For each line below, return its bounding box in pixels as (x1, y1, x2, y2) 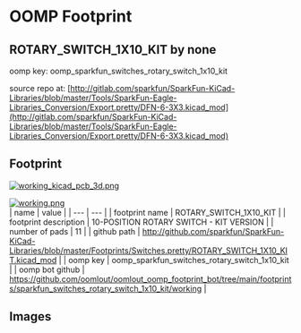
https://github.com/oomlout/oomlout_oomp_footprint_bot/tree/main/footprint (9, 273, 292, 284)
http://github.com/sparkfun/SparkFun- (142, 226, 285, 236)
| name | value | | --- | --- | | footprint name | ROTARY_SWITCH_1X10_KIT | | (9, 207, 287, 218)
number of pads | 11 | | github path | (9, 226, 141, 236)
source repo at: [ (9, 83, 71, 93)
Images (9, 309, 52, 324)
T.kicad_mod (9, 254, 57, 265)
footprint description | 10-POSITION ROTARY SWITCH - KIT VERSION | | (9, 217, 274, 227)
